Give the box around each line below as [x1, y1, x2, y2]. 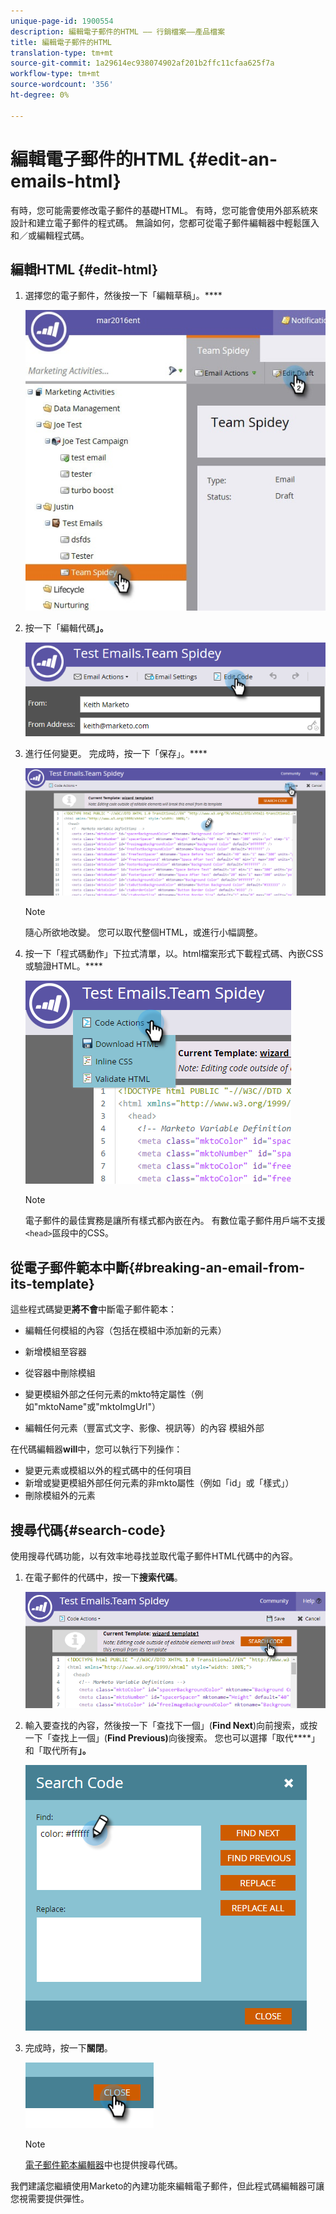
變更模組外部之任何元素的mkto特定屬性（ [24, 1388, 195, 1400]
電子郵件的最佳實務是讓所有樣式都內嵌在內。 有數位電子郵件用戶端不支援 [24, 1215, 326, 1227]
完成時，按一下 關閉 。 [24, 2042, 113, 2054]
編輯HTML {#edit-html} [10, 261, 159, 278]
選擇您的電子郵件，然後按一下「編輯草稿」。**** [24, 290, 223, 302]
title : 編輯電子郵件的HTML [10, 37, 112, 47]
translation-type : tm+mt [10, 48, 114, 58]
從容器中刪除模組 [24, 1367, 96, 1379]
